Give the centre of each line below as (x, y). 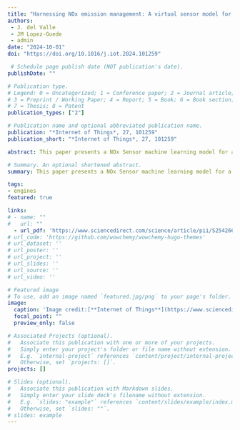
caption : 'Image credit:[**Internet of (73, 310)
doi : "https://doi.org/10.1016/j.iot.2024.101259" (84, 54)
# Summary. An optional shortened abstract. (75, 165)
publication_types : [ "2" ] (46, 113)
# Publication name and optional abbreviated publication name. (105, 126)
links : (17, 211)
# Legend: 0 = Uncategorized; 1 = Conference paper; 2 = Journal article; (121, 93)
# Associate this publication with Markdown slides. (91, 389)
